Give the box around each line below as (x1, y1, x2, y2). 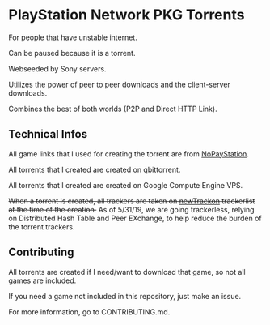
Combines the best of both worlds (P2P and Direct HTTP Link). (8, 104, 217, 113)
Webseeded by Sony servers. (8, 63, 107, 74)
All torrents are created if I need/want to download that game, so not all (8, 267, 246, 276)
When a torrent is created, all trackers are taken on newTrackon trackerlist (8, 196, 255, 206)
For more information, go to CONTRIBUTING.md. (8, 306, 171, 317)
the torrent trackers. (8, 221, 75, 232)
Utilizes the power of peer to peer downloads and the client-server (8, 79, 230, 89)
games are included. (8, 276, 77, 285)
